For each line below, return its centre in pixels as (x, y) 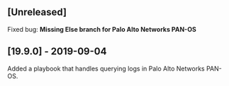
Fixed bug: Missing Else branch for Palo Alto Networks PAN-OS (102, 29)
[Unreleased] (37, 12)
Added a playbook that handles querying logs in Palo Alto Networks (106, 68)
